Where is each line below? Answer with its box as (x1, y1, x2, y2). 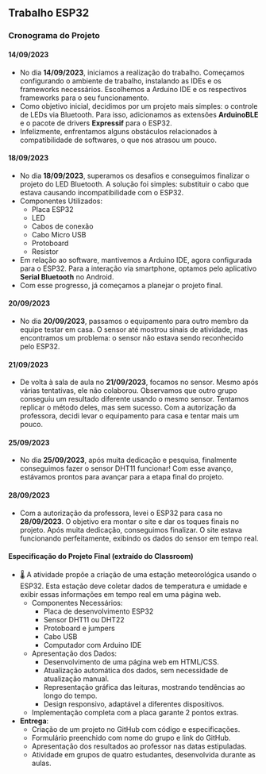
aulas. (31, 758, 52, 768)
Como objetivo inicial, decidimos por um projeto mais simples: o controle (19, 101, 258, 110)
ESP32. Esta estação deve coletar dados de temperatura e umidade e (19, 581, 248, 591)
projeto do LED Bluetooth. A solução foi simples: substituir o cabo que (19, 179, 249, 189)
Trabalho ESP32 (8, 6, 90, 20)
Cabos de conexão (31, 221, 94, 231)
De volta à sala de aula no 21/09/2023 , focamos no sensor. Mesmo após (19, 377, 259, 387)
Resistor (31, 246, 59, 256)
